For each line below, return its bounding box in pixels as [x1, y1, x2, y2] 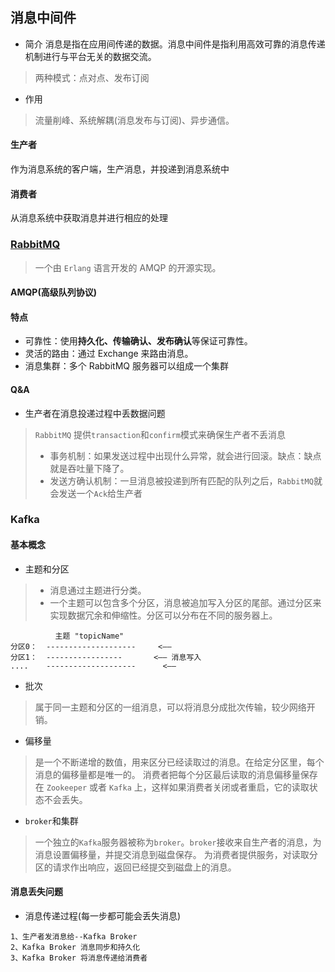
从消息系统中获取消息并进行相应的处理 [10, 212, 168, 224]
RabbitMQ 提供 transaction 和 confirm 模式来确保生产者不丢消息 [34, 428, 286, 440]
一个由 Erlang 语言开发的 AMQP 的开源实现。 [34, 261, 222, 273]
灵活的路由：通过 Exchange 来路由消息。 [24, 348, 194, 360]
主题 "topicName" [54, 631, 125, 641]
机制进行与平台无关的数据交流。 [24, 50, 157, 62]
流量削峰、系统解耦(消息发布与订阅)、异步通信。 [34, 114, 235, 126]
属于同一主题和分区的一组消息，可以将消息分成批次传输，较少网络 [34, 701, 307, 713]
